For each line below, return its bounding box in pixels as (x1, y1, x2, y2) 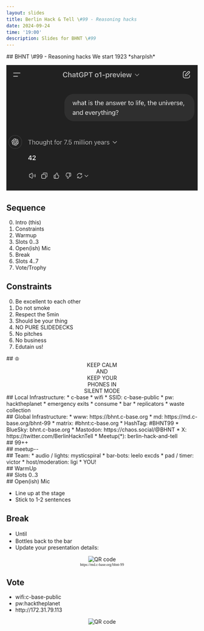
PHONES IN (87, 380, 117, 388)
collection (6, 406, 31, 414)
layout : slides (6, 10, 45, 16)
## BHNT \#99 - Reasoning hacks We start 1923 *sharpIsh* (6, 53, 156, 60)
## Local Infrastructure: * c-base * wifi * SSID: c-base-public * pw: (6, 393, 174, 401)
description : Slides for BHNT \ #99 (6, 35, 97, 42)
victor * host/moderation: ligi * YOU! (6, 458, 97, 465)
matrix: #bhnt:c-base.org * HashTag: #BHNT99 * (56, 419, 179, 427)
